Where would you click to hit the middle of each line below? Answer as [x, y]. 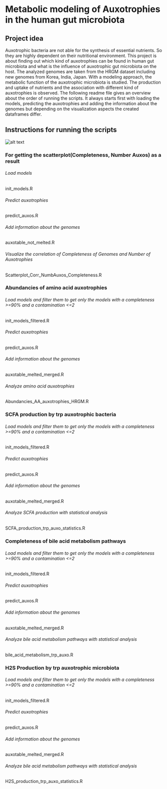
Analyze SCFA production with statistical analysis [56, 513]
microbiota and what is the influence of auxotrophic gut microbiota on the [81, 66]
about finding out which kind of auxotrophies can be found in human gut [79, 61]
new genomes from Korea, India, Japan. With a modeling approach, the [78, 77]
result [12, 161]
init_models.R [19, 188]
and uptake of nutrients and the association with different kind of [72, 88]
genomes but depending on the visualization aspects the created [72, 109]
